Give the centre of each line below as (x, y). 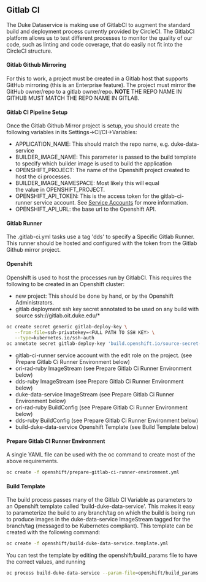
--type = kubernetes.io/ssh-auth (55, 338)
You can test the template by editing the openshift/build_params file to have (102, 555)
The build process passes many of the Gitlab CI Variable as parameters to (99, 500)
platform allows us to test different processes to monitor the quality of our (100, 38)
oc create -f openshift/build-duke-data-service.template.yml (87, 544)
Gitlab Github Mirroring (36, 65)
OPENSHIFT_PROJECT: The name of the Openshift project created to (102, 170)
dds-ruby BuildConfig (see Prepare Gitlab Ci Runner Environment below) (107, 421)
